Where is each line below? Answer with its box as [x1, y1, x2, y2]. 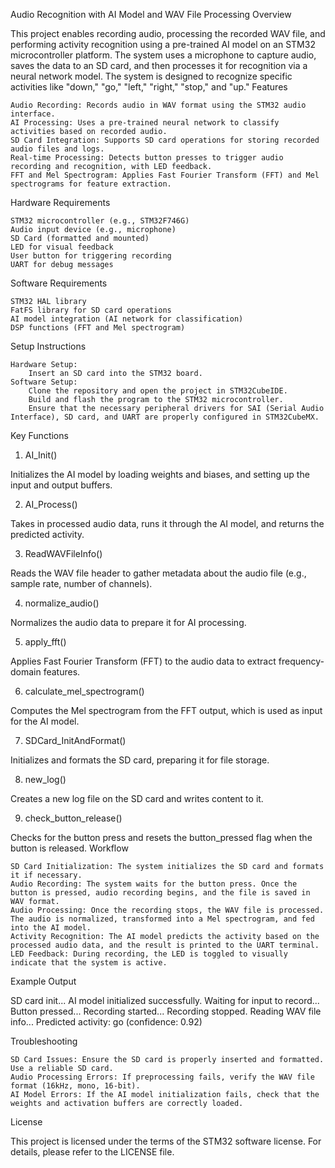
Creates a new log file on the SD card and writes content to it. [10, 793, 264, 804]
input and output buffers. [10, 479, 113, 491]
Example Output [10, 975, 77, 987]
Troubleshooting [10, 1035, 78, 1047]
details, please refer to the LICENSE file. [10, 1146, 175, 1158]
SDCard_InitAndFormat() [24, 735, 127, 746]
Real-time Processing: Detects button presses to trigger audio [10, 153, 284, 163]
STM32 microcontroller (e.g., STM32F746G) [10, 216, 190, 226]
